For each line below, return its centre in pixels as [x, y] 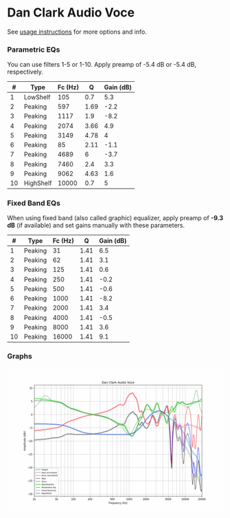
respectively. [25, 72]
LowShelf [37, 97]
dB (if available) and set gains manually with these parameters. [96, 226]
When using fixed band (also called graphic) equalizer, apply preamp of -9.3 [115, 218]
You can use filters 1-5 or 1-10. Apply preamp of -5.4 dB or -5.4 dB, [102, 65]
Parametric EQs [34, 50]
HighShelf [38, 183]
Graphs [20, 356]
